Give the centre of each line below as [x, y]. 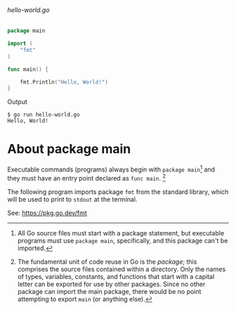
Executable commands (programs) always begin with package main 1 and [111, 169]
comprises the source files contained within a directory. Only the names [122, 269]
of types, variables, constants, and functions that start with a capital [116, 276]
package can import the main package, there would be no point [109, 291]
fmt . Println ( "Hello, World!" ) [64, 82]
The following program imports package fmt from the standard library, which [118, 192]
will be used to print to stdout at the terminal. [72, 199]
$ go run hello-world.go [44, 115]
